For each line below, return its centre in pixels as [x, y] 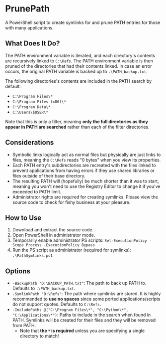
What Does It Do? [33, 44]
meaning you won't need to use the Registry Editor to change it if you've [86, 186]
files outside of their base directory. [49, 175]
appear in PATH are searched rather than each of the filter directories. [77, 127]
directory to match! [39, 336]
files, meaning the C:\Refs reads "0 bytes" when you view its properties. [86, 160]
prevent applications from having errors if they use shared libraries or [83, 171]
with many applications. [29, 27]
